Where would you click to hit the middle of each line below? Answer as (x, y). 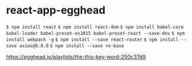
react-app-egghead (56, 10)
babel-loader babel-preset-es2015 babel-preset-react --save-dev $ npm (95, 33)
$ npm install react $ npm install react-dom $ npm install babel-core (95, 27)
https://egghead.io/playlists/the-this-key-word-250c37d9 (76, 57)
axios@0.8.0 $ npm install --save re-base (71, 46)
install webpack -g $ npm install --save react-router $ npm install (92, 39)
